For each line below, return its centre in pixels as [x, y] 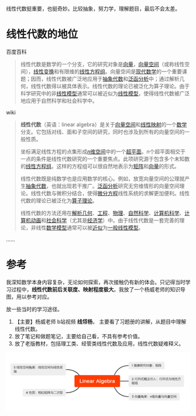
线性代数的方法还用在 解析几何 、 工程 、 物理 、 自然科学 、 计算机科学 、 [102, 213]
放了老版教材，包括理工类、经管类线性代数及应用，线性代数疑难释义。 [99, 343]
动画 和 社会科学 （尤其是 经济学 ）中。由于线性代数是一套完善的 [105, 220]
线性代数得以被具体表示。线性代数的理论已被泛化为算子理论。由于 [110, 86]
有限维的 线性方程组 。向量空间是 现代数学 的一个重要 [121, 71]
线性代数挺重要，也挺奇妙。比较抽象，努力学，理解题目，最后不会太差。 [93, 8]
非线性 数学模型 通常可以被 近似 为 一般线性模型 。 [87, 228]
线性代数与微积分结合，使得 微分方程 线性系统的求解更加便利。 [105, 193]
